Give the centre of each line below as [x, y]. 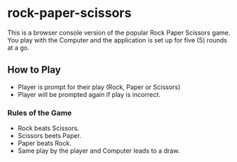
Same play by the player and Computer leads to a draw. [99, 151]
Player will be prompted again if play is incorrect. [89, 94]
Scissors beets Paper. [49, 136]
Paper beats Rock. [44, 144]
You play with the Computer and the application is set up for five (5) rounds [117, 40]
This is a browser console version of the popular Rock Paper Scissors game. [119, 33]
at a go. [18, 47]
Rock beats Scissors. [48, 128]
